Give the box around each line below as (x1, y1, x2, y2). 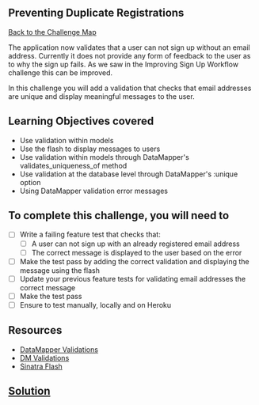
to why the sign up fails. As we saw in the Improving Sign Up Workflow (8, 59, 239, 69)
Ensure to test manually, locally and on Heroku (19, 300, 172, 309)
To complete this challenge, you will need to (8, 209, 230, 222)
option (19, 177, 41, 187)
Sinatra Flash (19, 361, 63, 371)
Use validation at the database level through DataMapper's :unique (19, 169, 238, 179)
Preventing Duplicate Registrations (8, 6, 185, 20)
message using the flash (19, 265, 101, 275)
